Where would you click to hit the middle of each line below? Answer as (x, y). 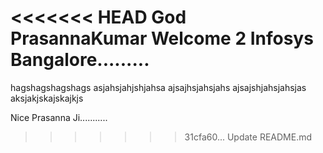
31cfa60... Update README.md (248, 137)
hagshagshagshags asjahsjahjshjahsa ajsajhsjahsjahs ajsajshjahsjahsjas (158, 87)
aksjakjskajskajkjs (47, 98)
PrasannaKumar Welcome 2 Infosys (162, 38)
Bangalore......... (80, 60)
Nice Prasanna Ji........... (59, 117)
